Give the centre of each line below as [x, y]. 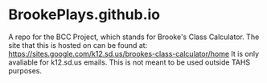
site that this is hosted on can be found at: [78, 45]
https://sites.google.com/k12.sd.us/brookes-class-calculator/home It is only [134, 53]
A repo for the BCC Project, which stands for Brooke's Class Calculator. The [134, 37]
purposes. [25, 70]
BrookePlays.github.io [84, 15]
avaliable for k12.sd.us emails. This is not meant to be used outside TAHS [129, 62]
